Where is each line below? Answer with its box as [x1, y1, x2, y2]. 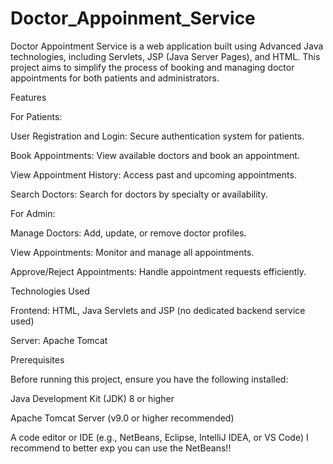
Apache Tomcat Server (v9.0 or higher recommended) [10, 412, 235, 424]
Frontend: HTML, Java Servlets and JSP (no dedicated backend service [10, 304, 306, 316]
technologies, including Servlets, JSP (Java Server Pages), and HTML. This [10, 50, 321, 62]
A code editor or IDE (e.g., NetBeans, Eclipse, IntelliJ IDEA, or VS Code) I [10, 431, 309, 443]
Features [10, 91, 47, 103]
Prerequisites [10, 353, 65, 366]
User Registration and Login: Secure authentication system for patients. [10, 130, 305, 142]
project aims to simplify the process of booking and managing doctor [10, 61, 295, 73]
